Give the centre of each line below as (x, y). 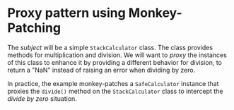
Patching (34, 28)
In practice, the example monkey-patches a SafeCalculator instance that (113, 83)
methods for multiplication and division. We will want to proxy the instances (117, 55)
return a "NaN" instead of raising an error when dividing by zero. (101, 70)
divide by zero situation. (42, 98)
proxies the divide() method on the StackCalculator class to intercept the (115, 91)
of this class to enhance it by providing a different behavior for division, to (115, 62)
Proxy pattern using (66, 13)
